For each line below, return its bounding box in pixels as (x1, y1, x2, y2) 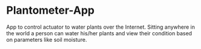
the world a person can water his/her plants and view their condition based (6, 29, 193, 36)
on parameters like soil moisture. (6, 36, 87, 43)
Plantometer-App (6, 4, 95, 17)
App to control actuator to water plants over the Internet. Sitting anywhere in (6, 23, 196, 30)
